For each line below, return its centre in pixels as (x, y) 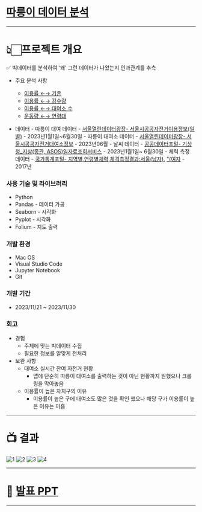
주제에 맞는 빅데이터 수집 (53, 346)
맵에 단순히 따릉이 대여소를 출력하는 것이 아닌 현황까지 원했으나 (107, 376)
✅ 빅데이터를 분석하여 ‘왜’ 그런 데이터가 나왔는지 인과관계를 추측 (81, 68)
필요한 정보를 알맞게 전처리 (55, 353)
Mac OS (25, 258)
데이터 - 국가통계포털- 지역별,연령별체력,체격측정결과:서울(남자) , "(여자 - (100, 159)
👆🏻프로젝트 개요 (44, 50)
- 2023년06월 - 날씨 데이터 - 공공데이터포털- (128, 144)
